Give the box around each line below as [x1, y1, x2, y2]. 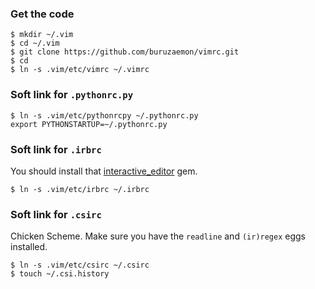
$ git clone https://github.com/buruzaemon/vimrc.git [10, 47, 240, 57]
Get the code [10, 7, 75, 21]
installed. [10, 241, 48, 253]
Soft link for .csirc [10, 207, 102, 221]
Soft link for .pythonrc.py [10, 88, 134, 102]
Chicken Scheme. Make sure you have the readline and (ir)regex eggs [10, 230, 307, 242]
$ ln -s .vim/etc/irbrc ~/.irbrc [10, 184, 150, 194]
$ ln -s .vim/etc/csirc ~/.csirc [10, 260, 150, 271]
